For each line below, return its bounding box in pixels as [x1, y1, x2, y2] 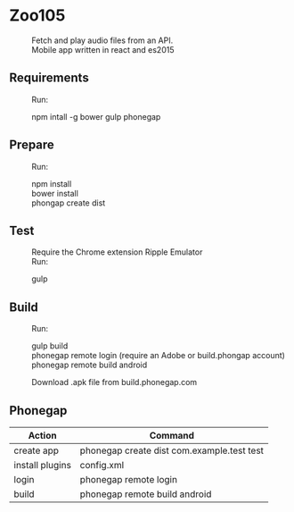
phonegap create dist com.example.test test [79, 444, 265, 457]
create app [13, 444, 60, 457]
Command [149, 430, 194, 441]
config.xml [79, 459, 125, 471]
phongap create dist [31, 197, 106, 208]
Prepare [9, 138, 55, 153]
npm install [31, 178, 72, 189]
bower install [31, 188, 78, 198]
